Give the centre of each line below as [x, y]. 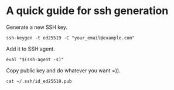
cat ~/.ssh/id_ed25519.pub [39, 81]
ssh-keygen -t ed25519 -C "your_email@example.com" [70, 38]
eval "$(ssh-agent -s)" [35, 59]
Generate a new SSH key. [37, 27]
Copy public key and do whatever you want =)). [64, 70]
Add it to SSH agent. [31, 49]
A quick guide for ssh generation [87, 11]
